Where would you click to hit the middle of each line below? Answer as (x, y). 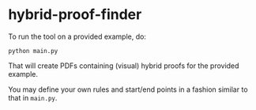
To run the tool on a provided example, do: (77, 36)
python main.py (33, 51)
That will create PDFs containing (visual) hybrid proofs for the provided (124, 66)
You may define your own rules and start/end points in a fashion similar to (128, 89)
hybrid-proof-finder (75, 15)
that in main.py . (33, 97)
